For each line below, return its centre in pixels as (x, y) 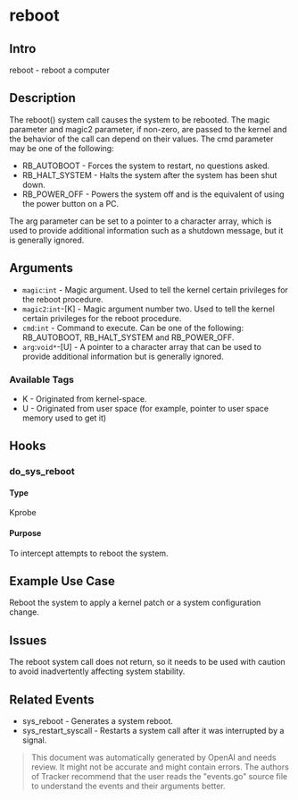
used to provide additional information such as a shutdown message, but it (146, 230)
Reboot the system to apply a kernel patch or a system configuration (135, 603)
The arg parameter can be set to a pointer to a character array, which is (141, 221)
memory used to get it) (64, 418)
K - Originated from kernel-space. (84, 398)
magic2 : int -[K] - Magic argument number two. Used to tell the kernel (148, 309)
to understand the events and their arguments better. (128, 786)
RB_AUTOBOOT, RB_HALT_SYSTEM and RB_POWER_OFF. (128, 337)
